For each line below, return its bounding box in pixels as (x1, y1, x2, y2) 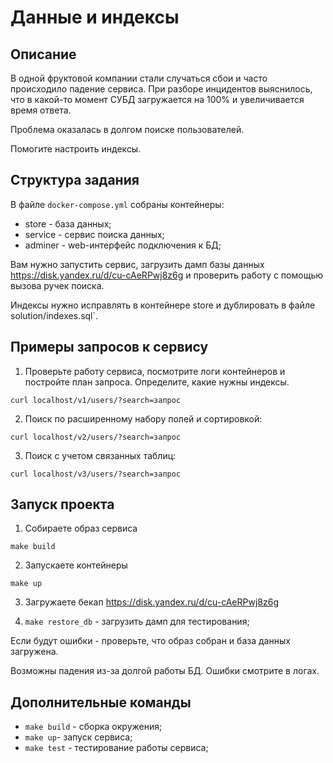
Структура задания (10, 172, 140, 189)
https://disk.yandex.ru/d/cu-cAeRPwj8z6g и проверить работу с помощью (10, 269, 324, 281)
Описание (10, 46, 77, 63)
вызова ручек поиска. (10, 279, 105, 291)
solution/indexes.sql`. (10, 309, 99, 321)
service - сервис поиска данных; (24, 228, 165, 240)
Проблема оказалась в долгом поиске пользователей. (10, 124, 245, 135)
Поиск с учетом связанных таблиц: (24, 449, 177, 461)
